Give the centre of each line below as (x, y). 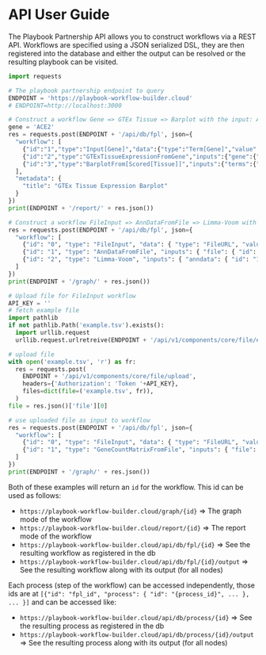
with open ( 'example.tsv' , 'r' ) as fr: (72, 362)
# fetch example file (44, 311)
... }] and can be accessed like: (63, 602)
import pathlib (33, 318)
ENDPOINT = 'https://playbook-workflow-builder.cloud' (101, 98)
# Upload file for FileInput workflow (72, 296)
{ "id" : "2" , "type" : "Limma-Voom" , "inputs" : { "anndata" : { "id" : (136, 259)
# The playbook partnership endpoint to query (86, 90)
